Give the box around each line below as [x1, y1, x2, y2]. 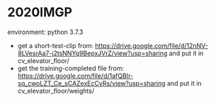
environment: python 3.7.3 [7, 28, 84, 36]
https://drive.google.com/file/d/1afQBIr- [17, 72, 134, 80]
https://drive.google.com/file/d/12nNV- [95, 41, 209, 50]
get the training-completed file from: [17, 64, 124, 72]
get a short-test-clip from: [17, 41, 94, 50]
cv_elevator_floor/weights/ [17, 86, 94, 95]
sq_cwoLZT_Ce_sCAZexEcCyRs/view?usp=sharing [17, 79, 166, 87]
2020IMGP [7, 4, 73, 21]
